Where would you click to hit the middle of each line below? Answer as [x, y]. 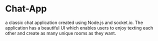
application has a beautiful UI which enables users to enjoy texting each [79, 27]
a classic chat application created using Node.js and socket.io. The [74, 22]
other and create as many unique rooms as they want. [61, 33]
